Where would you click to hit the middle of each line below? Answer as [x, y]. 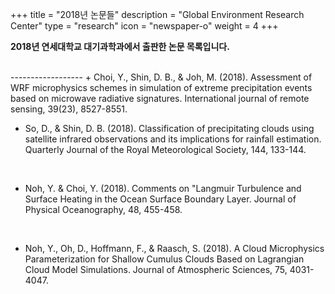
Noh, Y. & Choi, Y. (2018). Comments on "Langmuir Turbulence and [163, 188]
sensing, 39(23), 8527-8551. [69, 109]
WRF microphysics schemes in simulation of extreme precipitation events [161, 87]
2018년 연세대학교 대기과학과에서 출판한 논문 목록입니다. [120, 46]
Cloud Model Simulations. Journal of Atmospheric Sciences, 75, [156, 269]
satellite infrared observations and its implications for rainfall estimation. [173, 139]
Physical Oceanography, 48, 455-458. [103, 209]
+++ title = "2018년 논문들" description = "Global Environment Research [157, 14]
